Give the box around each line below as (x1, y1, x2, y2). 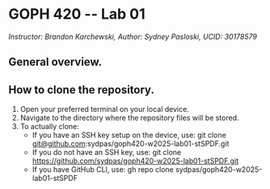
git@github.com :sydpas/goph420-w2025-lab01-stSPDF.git (32, 139, 230, 148)
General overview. (8, 55, 103, 69)
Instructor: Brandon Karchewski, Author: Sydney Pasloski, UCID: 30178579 (8, 32, 257, 41)
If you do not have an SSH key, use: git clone (32, 148, 182, 157)
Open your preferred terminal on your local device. (19, 105, 190, 114)
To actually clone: (19, 122, 79, 131)
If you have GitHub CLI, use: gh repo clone (32, 165, 174, 174)
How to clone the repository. (8, 83, 155, 97)
